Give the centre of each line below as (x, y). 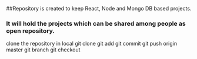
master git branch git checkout (43, 50)
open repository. (30, 30)
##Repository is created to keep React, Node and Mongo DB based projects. (99, 8)
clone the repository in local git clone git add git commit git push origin (92, 44)
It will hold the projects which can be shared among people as (96, 23)
